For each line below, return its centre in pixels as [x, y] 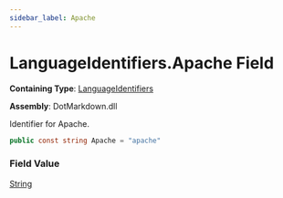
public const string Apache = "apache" [85, 141]
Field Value [35, 163]
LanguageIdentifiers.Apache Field [142, 63]
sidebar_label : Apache [52, 18]
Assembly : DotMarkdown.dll [63, 106]
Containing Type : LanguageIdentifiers [81, 89]
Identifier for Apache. [49, 123]
